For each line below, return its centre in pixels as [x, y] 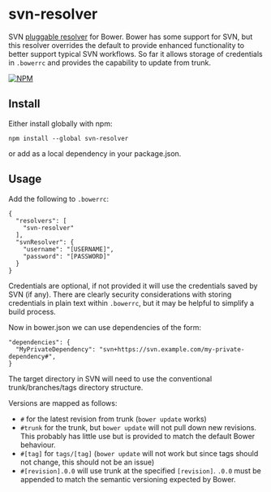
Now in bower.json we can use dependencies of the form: [105, 327]
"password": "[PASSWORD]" [67, 256]
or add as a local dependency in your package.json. [95, 153]
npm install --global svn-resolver [69, 138]
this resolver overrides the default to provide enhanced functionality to [127, 45]
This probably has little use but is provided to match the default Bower [138, 436]
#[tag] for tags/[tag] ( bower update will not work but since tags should [139, 453]
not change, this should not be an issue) [87, 462]
